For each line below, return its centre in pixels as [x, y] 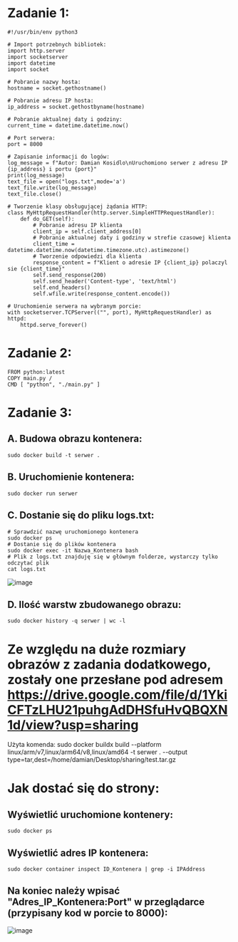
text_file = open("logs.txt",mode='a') [67, 182]
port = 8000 [25, 144]
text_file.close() [35, 194]
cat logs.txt [27, 569]
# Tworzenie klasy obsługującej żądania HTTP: [78, 206]
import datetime [31, 63]
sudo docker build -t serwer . [54, 455]
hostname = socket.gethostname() [57, 88]
